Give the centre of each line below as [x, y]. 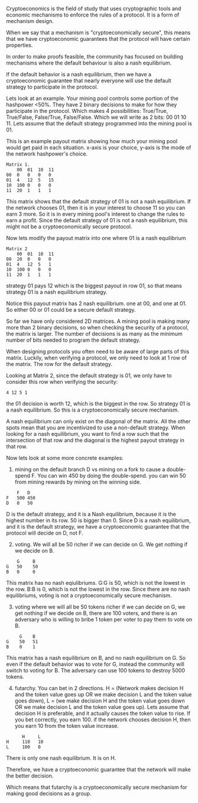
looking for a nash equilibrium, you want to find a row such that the [87, 434]
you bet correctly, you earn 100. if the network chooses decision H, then [103, 720]
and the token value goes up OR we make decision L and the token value [103, 694]
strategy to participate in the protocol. [52, 87]
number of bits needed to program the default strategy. [73, 340]
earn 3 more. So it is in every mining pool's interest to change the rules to [95, 214]
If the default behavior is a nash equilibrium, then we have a [79, 74]
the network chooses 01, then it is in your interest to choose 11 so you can [96, 208]
